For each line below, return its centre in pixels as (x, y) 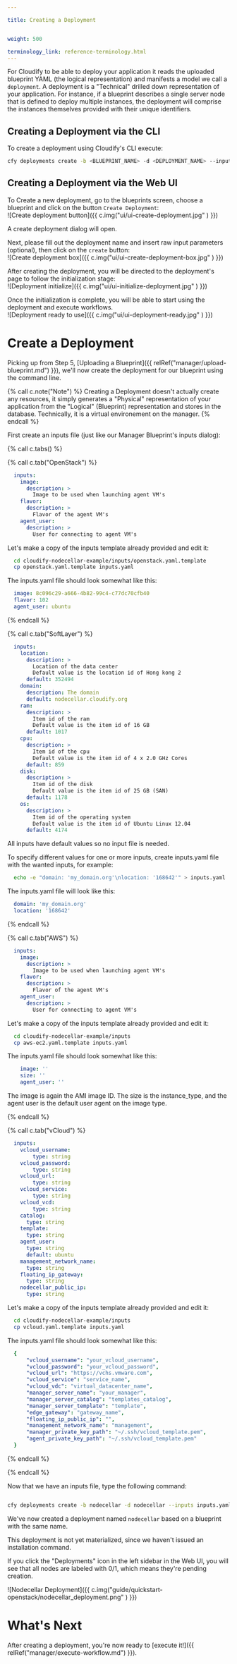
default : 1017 (47, 732)
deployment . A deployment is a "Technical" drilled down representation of (114, 87)
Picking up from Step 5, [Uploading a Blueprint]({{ (80, 362)
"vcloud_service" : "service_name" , (78, 1380)
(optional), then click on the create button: (69, 250)
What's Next (45, 1625)
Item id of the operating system (82, 817)
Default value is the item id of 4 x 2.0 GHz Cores (110, 758)
